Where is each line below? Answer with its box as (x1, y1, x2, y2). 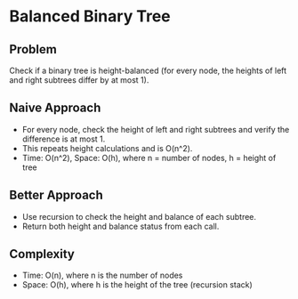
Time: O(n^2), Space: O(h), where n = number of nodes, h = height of (21, 152, 277, 163)
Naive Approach (9, 101, 101, 116)
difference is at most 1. (21, 133, 106, 144)
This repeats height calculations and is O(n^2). (21, 142, 193, 153)
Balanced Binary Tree (9, 6, 171, 27)
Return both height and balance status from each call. (21, 221, 220, 231)
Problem (9, 42, 58, 57)
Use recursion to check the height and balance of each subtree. (21, 211, 256, 222)
